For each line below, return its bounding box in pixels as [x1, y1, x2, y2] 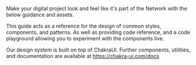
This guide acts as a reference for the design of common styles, [6, 23, 162, 29]
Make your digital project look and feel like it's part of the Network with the [6, 5, 187, 12]
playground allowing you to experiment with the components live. [6, 35, 165, 42]
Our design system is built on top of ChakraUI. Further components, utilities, [6, 46, 191, 53]
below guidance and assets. [6, 11, 75, 18]
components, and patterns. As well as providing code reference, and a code [6, 29, 191, 36]
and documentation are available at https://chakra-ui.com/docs [6, 53, 160, 59]
